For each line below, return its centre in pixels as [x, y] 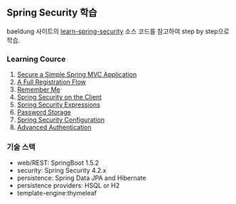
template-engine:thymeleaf [57, 193]
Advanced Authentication [54, 127]
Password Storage [44, 112]
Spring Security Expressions [58, 104]
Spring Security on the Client [59, 97]
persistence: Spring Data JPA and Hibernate [81, 178]
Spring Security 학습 [52, 13]
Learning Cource [36, 59]
